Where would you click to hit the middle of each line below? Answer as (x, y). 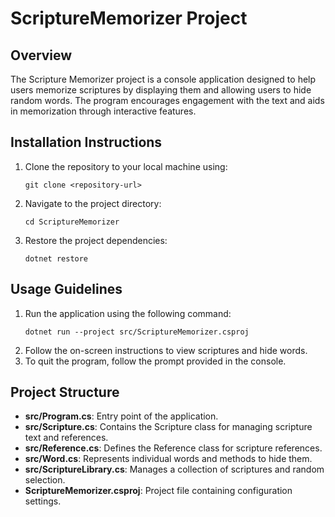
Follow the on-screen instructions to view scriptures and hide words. (166, 350)
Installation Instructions (86, 142)
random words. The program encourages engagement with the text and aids (167, 100)
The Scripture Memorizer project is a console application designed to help (163, 79)
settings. (43, 501)
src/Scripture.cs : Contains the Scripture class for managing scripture (168, 427)
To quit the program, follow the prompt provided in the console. (155, 361)
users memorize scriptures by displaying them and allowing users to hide (161, 90)
